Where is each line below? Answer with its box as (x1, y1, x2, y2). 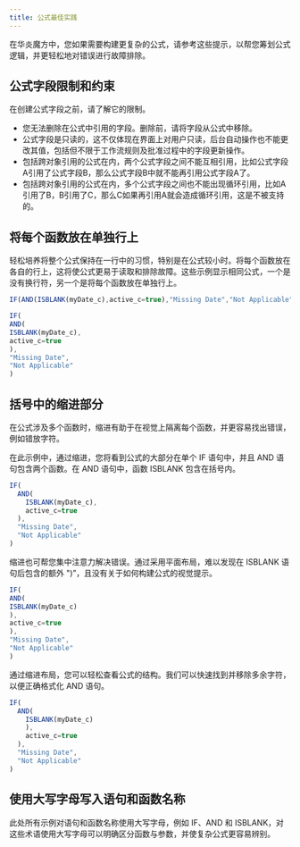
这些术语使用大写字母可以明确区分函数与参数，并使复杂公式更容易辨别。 (9, 828, 275, 839)
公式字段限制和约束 (9, 79, 115, 94)
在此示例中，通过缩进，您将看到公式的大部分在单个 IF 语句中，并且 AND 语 (9, 452, 285, 463)
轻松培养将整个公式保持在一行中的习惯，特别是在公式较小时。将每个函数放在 (9, 256, 291, 266)
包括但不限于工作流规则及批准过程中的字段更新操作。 (53, 145, 250, 156)
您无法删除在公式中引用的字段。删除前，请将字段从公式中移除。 (21, 122, 257, 134)
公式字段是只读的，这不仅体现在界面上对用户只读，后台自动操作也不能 (21, 134, 281, 145)
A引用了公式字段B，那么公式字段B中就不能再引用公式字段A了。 (21, 167, 255, 179)
